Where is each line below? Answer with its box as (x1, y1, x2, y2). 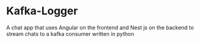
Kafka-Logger (6, 4, 78, 18)
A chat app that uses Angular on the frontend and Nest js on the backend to (6, 24, 194, 31)
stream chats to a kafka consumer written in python (6, 30, 134, 37)
